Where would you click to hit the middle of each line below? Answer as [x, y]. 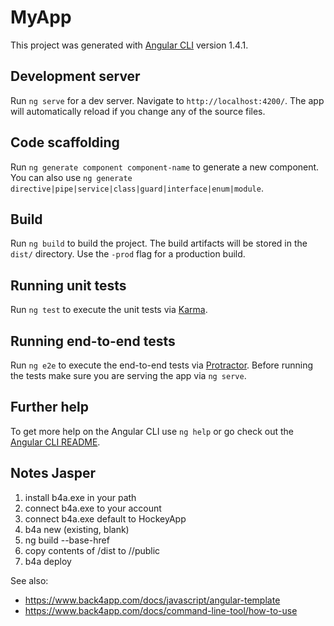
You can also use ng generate [71, 177]
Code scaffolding [65, 142]
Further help [50, 407]
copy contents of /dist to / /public [92, 550]
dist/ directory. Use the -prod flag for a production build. [128, 254]
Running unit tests [68, 285]
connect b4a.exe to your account [93, 508]
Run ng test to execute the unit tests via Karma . [109, 310]
